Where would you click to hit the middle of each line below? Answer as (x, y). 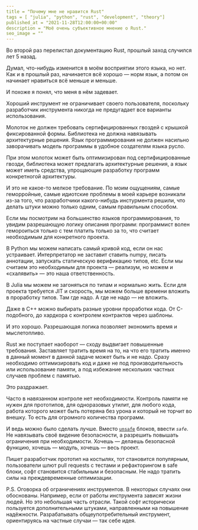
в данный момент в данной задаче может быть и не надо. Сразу (88, 357)
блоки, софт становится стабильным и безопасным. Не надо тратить (93, 472)
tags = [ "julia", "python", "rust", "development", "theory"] (86, 17)
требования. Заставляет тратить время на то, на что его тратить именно (98, 351)
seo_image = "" (25, 34)
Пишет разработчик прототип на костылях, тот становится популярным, (98, 459)
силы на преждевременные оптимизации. (60, 478)
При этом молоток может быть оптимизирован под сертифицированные (98, 158)
